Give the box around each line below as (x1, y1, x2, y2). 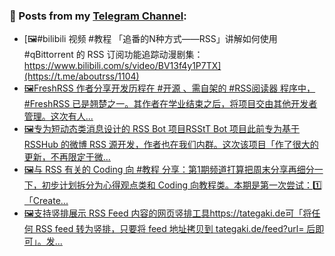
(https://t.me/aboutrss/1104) (23, 70, 140, 83)
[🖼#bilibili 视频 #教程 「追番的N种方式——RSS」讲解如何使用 (23, 33, 278, 45)
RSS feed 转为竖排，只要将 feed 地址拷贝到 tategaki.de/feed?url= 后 (35, 223, 316, 235)
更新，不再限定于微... (23, 151, 111, 163)
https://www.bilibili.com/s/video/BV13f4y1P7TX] (23, 60, 222, 72)
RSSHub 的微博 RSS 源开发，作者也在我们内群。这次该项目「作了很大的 (23, 139, 319, 151)
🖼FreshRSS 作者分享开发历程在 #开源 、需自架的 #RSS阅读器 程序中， (23, 82, 316, 94)
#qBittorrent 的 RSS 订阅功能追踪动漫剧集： (23, 49, 204, 61)
